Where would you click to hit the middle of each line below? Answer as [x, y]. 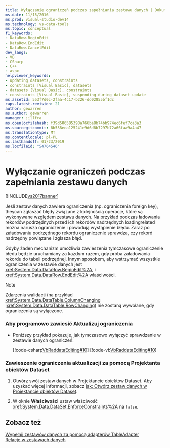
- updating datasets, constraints [42, 80]
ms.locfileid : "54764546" [32, 147]
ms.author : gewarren [27, 114]
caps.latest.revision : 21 [32, 104]
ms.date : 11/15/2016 [27, 15]
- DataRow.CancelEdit [28, 48]
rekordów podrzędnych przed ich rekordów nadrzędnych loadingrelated [80, 222]
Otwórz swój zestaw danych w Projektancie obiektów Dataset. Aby [82, 381]
